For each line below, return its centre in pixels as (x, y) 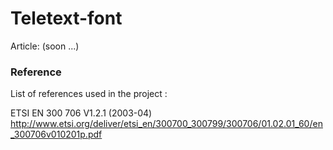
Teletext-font (66, 18)
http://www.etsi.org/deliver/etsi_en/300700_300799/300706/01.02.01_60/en (166, 124)
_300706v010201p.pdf (56, 134)
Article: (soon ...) (45, 46)
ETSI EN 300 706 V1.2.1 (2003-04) (81, 113)
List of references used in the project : (89, 94)
